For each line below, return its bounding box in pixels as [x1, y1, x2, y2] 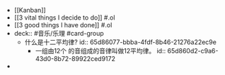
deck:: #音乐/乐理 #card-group [13, 29, 104, 37]
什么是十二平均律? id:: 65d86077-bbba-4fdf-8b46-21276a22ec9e [24, 38, 217, 46]
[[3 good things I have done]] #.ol [13, 21, 112, 29]
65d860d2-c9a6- [167, 47, 219, 55]
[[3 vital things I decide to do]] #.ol [13, 13, 115, 22]
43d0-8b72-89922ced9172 [35, 55, 115, 62]
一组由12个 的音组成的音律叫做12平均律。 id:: [35, 47, 166, 55]
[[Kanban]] [13, 6, 46, 14]
